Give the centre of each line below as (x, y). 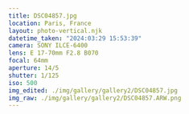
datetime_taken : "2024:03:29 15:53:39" (75, 38)
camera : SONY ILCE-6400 (48, 46)
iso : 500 (23, 83)
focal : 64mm (28, 61)
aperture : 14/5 (34, 68)
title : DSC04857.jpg (43, 16)
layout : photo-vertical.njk (55, 31)
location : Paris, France (50, 23)
